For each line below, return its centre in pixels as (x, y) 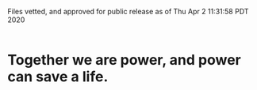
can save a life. (58, 77)
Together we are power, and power (124, 60)
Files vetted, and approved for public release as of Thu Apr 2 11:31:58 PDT (128, 11)
